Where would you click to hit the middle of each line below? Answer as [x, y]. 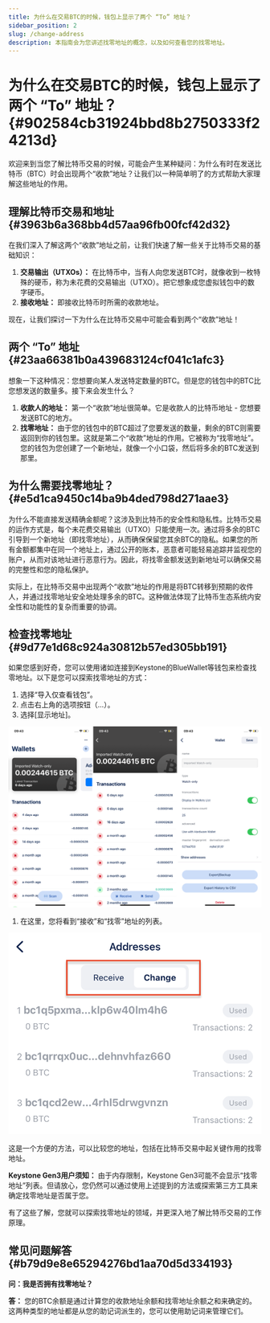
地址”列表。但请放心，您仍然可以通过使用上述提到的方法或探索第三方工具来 [133, 1186]
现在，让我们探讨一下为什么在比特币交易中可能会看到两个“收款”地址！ [124, 319]
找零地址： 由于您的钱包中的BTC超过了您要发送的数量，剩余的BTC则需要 [140, 428]
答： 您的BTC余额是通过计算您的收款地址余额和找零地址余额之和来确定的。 [133, 1301]
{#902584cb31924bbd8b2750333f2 [134, 123]
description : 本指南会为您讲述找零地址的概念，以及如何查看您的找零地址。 [119, 43]
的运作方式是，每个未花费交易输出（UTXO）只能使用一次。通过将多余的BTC [134, 529]
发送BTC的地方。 [48, 417]
